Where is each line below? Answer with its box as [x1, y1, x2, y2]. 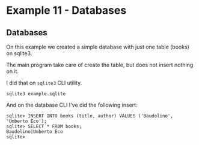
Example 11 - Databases [6, 4, 127, 17]
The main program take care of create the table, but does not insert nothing [6, 61, 194, 68]
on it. [6, 68, 19, 75]
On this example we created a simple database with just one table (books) [6, 43, 189, 50]
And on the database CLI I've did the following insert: [6, 101, 138, 108]
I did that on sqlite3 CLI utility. [6, 79, 82, 86]
